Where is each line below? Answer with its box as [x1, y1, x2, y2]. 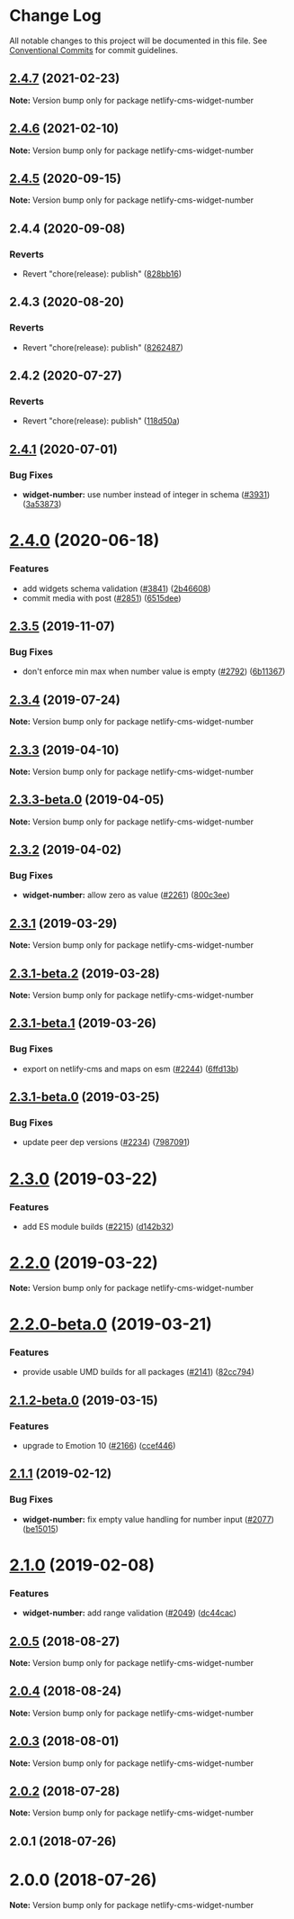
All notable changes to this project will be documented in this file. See [9, 35, 268, 46]
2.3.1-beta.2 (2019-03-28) [9, 966, 160, 981]
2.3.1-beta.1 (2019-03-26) [9, 1015, 157, 1032]
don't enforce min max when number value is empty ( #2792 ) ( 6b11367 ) [22, 666, 286, 677]
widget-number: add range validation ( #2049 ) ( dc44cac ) [22, 1607, 236, 1618]
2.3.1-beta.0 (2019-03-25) [9, 1089, 160, 1105]
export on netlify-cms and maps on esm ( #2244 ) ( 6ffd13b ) [22, 1063, 239, 1074]
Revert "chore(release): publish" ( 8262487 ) [22, 341, 184, 352]
